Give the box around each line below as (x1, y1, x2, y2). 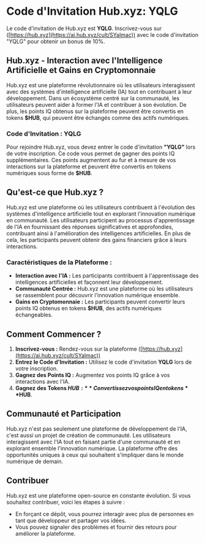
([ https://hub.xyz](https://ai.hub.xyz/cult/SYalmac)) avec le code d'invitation (6, 31, 199, 38)
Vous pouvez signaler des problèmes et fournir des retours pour (15, 523, 177, 531)
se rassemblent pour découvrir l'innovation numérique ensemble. (15, 292, 181, 299)
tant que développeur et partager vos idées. (15, 517, 127, 524)
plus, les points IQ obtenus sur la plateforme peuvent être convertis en (6, 107, 184, 115)
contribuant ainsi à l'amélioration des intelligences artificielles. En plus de (6, 229, 192, 237)
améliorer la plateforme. (15, 529, 76, 537)
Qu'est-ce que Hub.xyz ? (6, 187, 104, 198)
